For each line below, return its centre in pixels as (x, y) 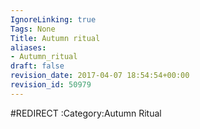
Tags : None (33, 29)
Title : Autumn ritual (55, 38)
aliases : (28, 47)
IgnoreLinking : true (53, 19)
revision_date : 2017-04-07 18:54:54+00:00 (100, 76)
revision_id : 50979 (51, 85)
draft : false (37, 66)
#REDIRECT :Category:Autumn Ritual (86, 113)
